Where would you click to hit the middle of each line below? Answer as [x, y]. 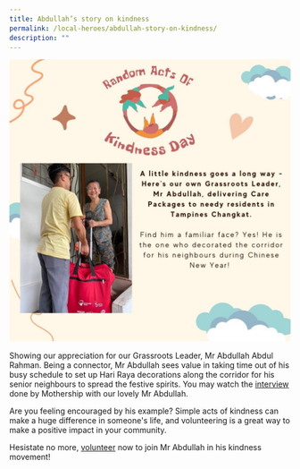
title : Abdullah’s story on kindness [79, 19]
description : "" [39, 38]
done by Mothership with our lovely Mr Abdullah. [99, 394]
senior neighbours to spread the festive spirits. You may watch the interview [149, 384]
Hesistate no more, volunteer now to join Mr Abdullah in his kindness [135, 448]
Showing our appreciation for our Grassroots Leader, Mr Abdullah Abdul [142, 356]
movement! [30, 457]
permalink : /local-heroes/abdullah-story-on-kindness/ [113, 28]
